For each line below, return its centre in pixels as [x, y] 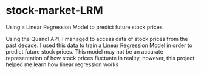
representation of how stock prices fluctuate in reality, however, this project [100, 58]
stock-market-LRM [55, 11]
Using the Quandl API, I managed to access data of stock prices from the [97, 39]
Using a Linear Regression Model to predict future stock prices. [85, 27]
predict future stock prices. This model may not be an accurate [84, 51]
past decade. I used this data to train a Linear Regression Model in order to [99, 45]
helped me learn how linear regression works [62, 64]
